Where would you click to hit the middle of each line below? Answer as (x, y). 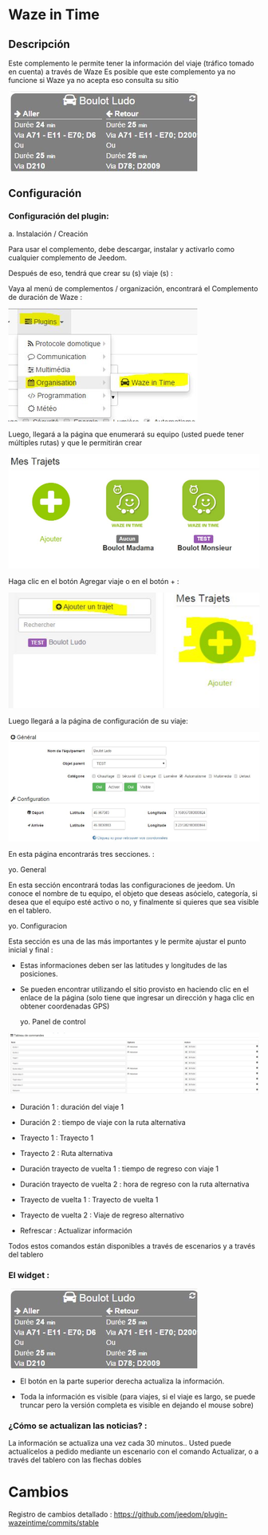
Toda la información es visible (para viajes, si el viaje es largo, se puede (138, 1396)
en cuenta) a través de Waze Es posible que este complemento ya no (122, 72)
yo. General (27, 870)
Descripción (39, 44)
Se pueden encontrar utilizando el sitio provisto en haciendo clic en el (134, 989)
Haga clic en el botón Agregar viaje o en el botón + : (94, 581)
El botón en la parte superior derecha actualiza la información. (122, 1381)
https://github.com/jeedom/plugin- (171, 1514)
